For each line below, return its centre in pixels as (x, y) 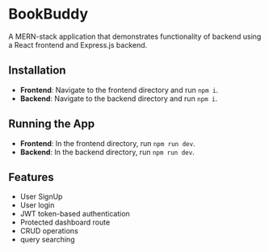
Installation (37, 71)
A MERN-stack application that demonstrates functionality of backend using (135, 36)
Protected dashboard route (65, 222)
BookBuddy (48, 14)
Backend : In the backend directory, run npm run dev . (107, 152)
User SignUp (41, 197)
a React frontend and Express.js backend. (78, 44)
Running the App (52, 124)
